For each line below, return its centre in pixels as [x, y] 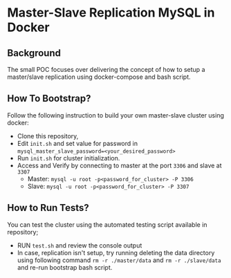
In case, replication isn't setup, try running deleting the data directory [116, 252]
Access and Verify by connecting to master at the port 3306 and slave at [120, 165]
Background [34, 53]
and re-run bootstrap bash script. [65, 267]
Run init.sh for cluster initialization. [68, 158]
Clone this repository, [48, 136]
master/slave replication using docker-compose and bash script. [99, 77]
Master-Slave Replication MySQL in [111, 13]
